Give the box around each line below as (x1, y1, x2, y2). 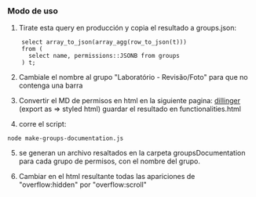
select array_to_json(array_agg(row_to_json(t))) (21, 38, 188, 46)
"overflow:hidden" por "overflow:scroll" (18, 180, 147, 189)
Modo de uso (7, 5, 58, 16)
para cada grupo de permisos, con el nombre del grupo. (18, 156, 201, 166)
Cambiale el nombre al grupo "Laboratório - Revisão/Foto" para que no (18, 73, 248, 82)
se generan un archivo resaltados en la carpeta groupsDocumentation (18, 149, 246, 158)
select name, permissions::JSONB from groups (27, 52, 180, 60)
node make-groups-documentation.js (7, 134, 124, 142)
